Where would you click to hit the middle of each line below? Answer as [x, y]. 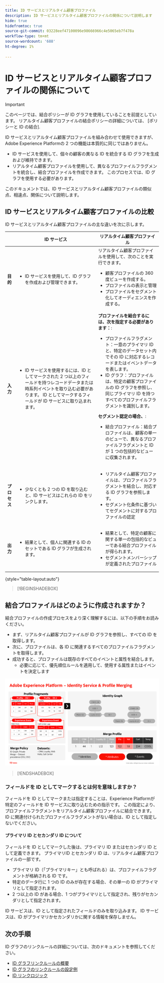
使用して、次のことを [128, 257]
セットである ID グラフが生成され [58, 548]
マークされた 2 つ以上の [57, 376]
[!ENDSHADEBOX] [35, 773]
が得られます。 [120, 551]
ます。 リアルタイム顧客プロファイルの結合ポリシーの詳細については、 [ [77, 121]
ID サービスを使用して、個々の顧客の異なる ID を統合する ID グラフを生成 [85, 154]
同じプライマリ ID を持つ [130, 394]
